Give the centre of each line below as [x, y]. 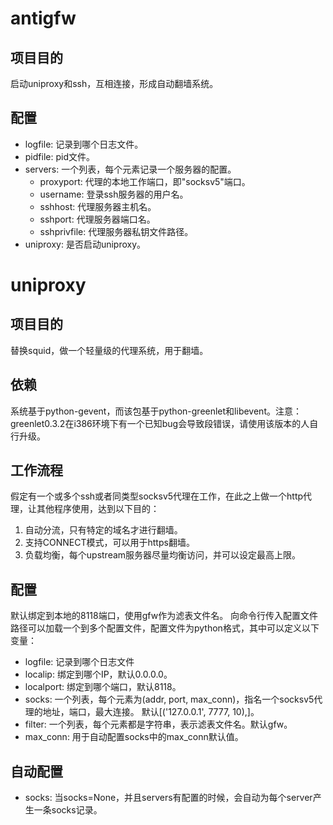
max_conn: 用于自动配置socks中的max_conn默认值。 [134, 737]
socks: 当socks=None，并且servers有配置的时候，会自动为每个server [168, 798]
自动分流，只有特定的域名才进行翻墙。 [103, 530]
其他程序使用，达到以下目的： [98, 509]
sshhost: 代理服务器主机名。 [98, 206]
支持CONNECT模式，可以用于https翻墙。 [109, 543]
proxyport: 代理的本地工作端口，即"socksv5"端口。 [145, 181]
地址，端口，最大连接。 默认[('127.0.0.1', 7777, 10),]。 [151, 712]
